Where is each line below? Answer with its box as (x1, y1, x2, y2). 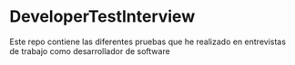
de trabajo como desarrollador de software (9, 45, 170, 56)
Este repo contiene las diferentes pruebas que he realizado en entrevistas (9, 36, 287, 47)
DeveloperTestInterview (9, 6, 196, 27)
